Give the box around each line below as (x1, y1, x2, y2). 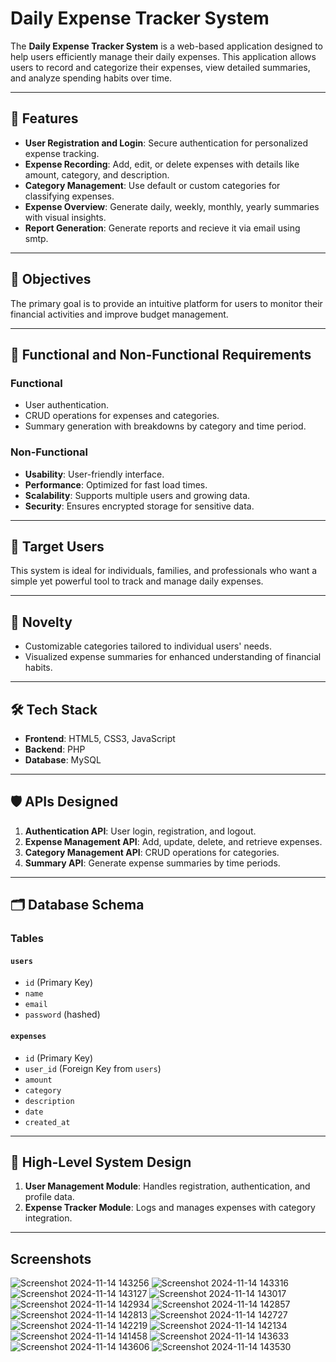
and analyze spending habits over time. (10, 72, 173, 84)
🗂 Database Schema (10, 897, 145, 914)
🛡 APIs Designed (10, 793, 119, 811)
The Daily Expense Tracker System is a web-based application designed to (10, 40, 323, 52)
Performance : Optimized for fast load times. (24, 478, 208, 491)
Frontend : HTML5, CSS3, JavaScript (24, 732, 176, 744)
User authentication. (24, 399, 110, 411)
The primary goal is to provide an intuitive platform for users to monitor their (10, 297, 323, 309)
